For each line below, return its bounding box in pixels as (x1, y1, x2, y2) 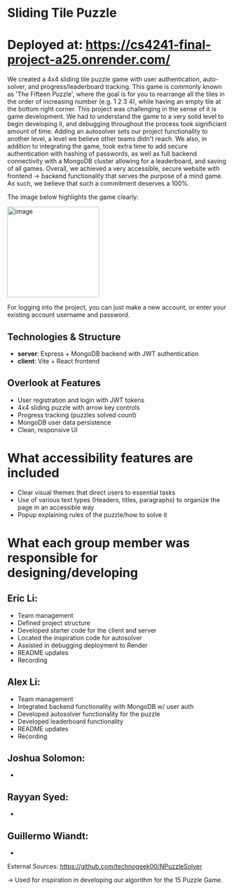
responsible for (7, 550, 98, 565)
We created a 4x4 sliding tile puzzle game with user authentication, (7, 75, 202, 83)
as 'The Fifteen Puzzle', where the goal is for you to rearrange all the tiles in (7, 90, 226, 99)
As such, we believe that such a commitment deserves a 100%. (7, 179, 191, 188)
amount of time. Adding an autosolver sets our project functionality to (7, 127, 208, 136)
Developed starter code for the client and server (17, 626, 157, 635)
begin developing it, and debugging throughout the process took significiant (7, 120, 227, 128)
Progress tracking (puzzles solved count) (17, 410, 137, 419)
